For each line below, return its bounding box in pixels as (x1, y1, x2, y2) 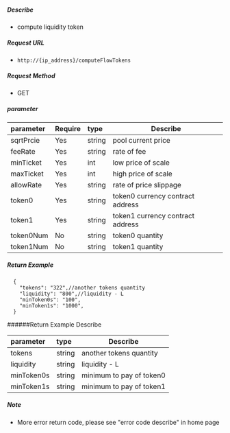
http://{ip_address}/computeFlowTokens (16, 57, 131, 64)
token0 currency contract (112, 191, 195, 200)
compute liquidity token (16, 23, 84, 31)
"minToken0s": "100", (19, 296, 81, 303)
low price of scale (112, 158, 170, 167)
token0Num (10, 231, 49, 240)
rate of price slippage (112, 180, 181, 189)
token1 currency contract (112, 211, 195, 220)
